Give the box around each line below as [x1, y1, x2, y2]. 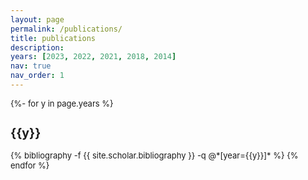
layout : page [10, 14, 65, 25]
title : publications [10, 33, 97, 43]
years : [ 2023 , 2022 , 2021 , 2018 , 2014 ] [10, 52, 177, 62]
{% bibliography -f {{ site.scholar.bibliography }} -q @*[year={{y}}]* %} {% [10, 150, 299, 161]
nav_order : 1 [10, 71, 65, 81]
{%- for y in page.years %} [10, 97, 114, 109]
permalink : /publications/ [10, 24, 123, 34]
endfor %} [10, 160, 50, 171]
